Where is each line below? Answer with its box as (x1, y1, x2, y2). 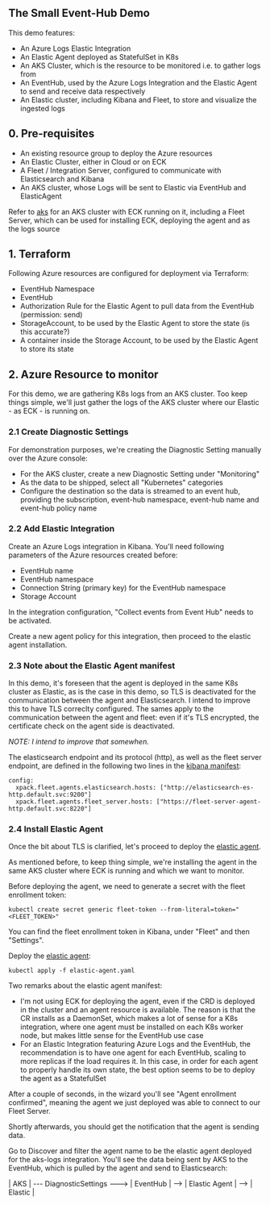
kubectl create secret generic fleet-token (8, 906, 157, 914)
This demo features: (8, 27, 75, 37)
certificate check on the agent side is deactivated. (8, 721, 175, 731)
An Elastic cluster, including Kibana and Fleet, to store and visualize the (19, 94, 257, 104)
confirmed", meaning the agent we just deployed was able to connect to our (8, 1098, 260, 1107)
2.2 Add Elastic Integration (8, 523, 115, 535)
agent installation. (8, 640, 68, 649)
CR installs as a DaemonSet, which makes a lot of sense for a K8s (19, 1014, 239, 1024)
